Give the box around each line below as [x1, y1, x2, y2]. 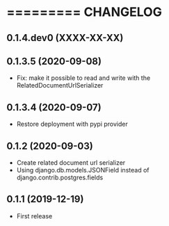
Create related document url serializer [16, 159, 126, 167]
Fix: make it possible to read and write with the [16, 74, 151, 82]
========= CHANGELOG [6, 4, 163, 20]
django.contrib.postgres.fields [16, 173, 104, 181]
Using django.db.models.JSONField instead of [16, 166, 150, 175]
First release [16, 211, 53, 220]
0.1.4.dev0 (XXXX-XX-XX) [6, 32, 124, 44]
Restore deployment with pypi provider [16, 120, 128, 129]
